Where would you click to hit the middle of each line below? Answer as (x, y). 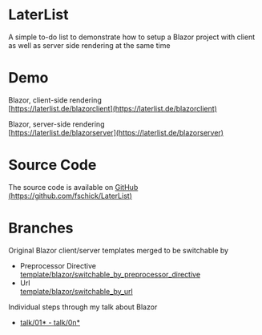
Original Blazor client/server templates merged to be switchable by (119, 250)
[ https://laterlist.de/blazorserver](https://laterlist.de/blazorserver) (116, 132)
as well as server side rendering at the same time (89, 45)
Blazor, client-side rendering (55, 100)
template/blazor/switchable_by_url (77, 291)
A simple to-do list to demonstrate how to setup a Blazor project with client (132, 37)
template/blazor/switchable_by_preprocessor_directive (110, 274)
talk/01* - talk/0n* (50, 322)
